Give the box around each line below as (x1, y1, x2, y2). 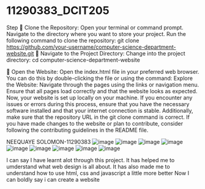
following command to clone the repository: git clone (6, 37, 140, 44)
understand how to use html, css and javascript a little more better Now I (6, 169, 190, 177)
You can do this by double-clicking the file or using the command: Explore (6, 74, 193, 82)
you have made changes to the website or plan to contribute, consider (6, 119, 184, 127)
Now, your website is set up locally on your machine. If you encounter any (6, 94, 193, 101)
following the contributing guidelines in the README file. (6, 126, 149, 134)
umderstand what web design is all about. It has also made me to (6, 163, 170, 170)
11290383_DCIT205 (6, 4, 110, 18)
